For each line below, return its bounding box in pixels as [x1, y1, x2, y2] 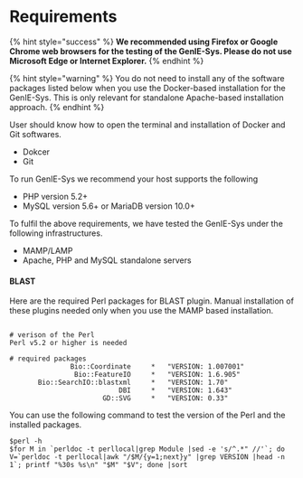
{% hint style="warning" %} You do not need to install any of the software [9, 72, 285, 83]
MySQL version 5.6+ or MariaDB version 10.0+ [22, 201, 196, 211]
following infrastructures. [9, 228, 103, 239]
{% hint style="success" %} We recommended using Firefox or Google [9, 36, 279, 47]
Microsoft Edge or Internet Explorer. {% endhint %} [9, 55, 204, 66]
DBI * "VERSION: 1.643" [118, 386, 232, 395]
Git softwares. [9, 128, 62, 139]
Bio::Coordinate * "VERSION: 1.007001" [70, 362, 245, 371]
